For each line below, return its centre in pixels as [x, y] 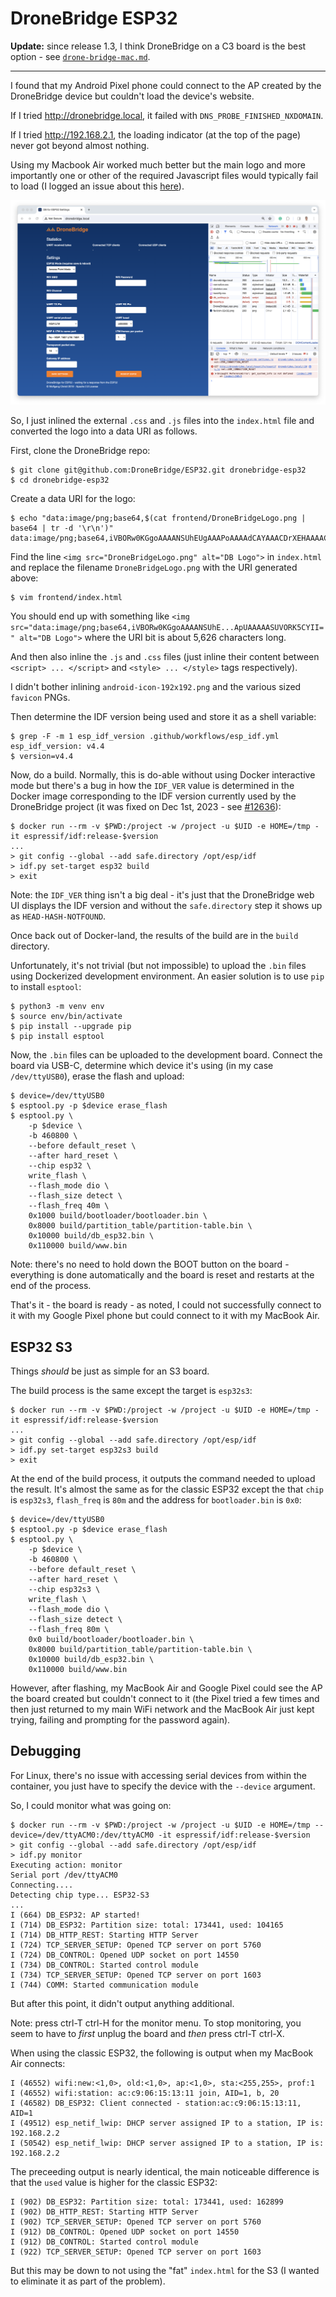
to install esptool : [46, 987]
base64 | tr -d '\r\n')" [62, 528]
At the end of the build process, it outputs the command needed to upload [163, 1479]
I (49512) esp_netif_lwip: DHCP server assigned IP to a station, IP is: [167, 2123]
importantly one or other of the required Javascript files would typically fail [164, 175]
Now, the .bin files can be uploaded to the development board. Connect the [166, 1055]
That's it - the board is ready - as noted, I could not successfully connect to [166, 1305]
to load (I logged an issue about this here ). [97, 186]
